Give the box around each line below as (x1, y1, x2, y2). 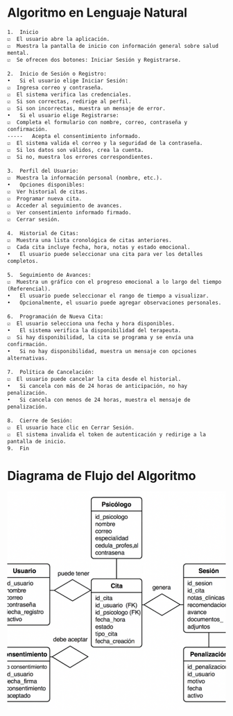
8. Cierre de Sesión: (7, 417, 73, 424)
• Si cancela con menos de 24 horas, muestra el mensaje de (7, 396, 191, 403)
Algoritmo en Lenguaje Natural (7, 5, 188, 21)
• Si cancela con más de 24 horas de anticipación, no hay (7, 382, 188, 389)
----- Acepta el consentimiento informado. (7, 133, 141, 139)
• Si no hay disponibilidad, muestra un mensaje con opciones (7, 348, 197, 355)
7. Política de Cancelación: (7, 368, 95, 375)
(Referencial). (7, 285, 51, 292)
